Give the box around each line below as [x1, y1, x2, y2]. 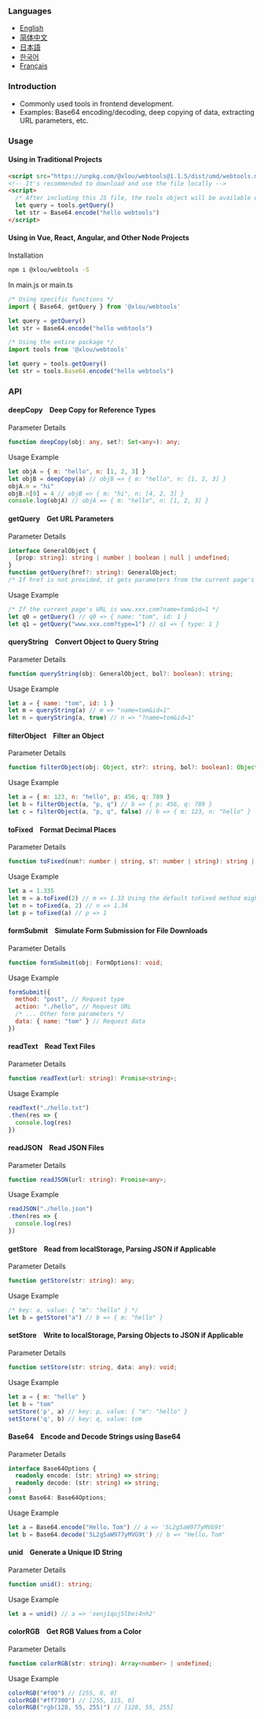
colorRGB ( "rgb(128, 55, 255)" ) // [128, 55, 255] [8, 1703, 174, 1712]
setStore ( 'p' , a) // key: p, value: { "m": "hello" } [8, 1407, 189, 1415]
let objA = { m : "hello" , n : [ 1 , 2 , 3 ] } [8, 467, 146, 476]
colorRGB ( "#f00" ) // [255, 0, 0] [8, 1689, 118, 1697]
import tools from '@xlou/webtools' [8, 346, 128, 354]
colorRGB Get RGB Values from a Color [8, 1627, 142, 1636]
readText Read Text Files [8, 1042, 96, 1051]
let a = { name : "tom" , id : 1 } [8, 699, 114, 707]
